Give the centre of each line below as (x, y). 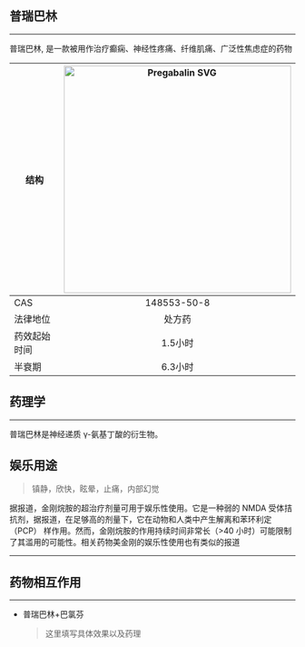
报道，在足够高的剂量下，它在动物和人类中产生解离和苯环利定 (156, 520)
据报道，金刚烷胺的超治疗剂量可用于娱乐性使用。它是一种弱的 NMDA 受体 (147, 508)
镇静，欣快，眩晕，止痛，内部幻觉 (95, 489)
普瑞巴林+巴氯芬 (53, 614)
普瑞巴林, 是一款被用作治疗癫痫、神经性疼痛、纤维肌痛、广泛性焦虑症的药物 (151, 48)
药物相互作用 (45, 582)
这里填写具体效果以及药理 (93, 633)
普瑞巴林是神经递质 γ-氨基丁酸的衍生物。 (86, 433)
